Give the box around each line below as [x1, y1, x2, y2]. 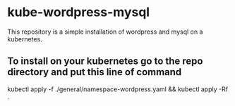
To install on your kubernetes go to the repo [7, 55, 203, 67]
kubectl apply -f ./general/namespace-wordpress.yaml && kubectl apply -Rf [7, 85, 228, 93]
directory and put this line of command [7, 66, 182, 78]
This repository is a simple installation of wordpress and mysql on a [7, 27, 203, 36]
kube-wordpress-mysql [7, 4, 150, 20]
